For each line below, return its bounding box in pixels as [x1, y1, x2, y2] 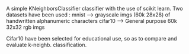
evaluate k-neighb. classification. [6, 41, 87, 48]
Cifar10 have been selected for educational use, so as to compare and [6, 35, 177, 42]
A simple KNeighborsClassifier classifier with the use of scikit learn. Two [6, 5, 183, 12]
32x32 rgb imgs [6, 23, 45, 31]
